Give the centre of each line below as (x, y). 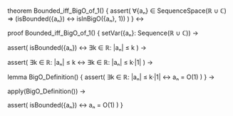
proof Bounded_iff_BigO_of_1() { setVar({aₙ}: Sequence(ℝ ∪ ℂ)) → (103, 33)
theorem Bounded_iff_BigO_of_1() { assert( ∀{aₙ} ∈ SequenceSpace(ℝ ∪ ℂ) (117, 11)
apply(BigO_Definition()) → (47, 91)
